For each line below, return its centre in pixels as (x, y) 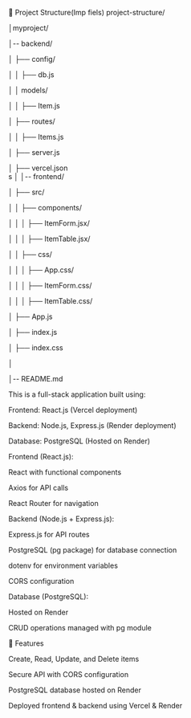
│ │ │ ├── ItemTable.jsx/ (49, 239)
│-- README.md (36, 379)
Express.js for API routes (49, 534)
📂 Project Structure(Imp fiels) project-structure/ (87, 12)
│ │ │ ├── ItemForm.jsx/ (49, 223)
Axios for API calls (39, 488)
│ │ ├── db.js (31, 75)
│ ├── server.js (34, 152)
